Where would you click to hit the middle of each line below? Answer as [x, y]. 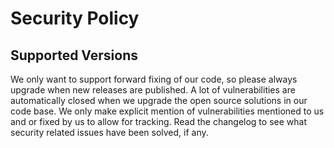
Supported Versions [74, 55]
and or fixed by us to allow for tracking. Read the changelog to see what [158, 121]
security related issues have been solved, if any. [109, 132]
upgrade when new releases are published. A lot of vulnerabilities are [153, 90]
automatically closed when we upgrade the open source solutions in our [159, 100]
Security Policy [75, 18]
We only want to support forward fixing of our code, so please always [154, 79]
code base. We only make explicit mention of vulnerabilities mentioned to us [167, 111]
